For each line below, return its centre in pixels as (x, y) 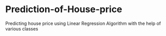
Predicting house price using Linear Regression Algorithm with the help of (83, 23)
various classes (22, 28)
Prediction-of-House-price (64, 9)
